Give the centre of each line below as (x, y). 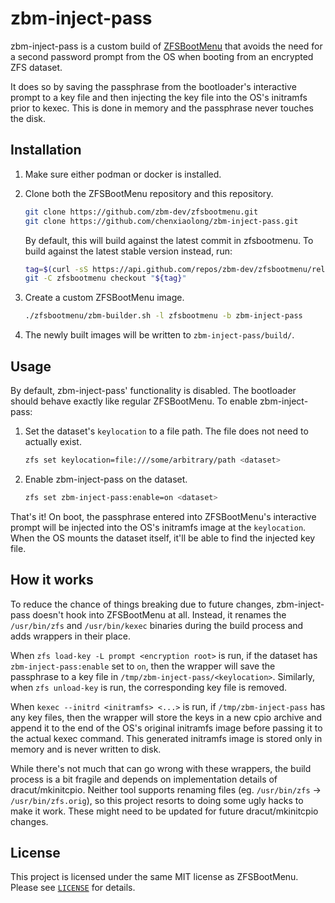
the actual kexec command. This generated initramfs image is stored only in (166, 738)
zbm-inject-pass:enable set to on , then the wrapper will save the (143, 666)
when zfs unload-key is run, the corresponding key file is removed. (149, 687)
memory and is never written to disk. (86, 749)
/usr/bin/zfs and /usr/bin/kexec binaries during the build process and (157, 625)
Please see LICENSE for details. (73, 888)
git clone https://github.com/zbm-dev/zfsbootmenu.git (141, 212)
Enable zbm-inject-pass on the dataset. (106, 479)
